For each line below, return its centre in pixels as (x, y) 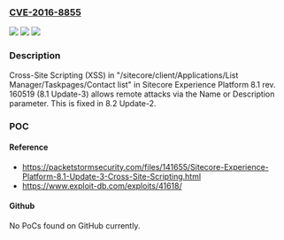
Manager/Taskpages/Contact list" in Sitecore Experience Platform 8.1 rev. (142, 84)
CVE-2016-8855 (45, 12)
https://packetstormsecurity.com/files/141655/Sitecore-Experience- (146, 166)
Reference (29, 147)
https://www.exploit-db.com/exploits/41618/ (102, 186)
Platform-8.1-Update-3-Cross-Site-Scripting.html (111, 176)
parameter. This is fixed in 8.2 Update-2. (83, 103)
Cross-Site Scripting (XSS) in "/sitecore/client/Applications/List (124, 75)
